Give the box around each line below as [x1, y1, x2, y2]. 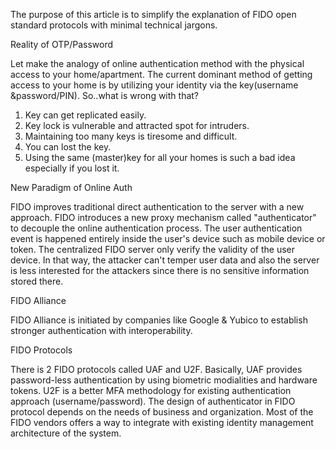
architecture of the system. [10, 427, 122, 439]
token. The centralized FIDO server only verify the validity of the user [10, 244, 295, 255]
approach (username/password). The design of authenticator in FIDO [10, 395, 296, 407]
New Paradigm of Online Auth [10, 182, 133, 193]
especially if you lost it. [24, 162, 120, 174]
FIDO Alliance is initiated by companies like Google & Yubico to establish [10, 314, 308, 326]
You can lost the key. [24, 141, 112, 153]
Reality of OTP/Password [10, 39, 114, 50]
